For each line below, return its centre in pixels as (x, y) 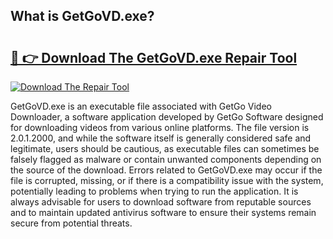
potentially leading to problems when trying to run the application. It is (154, 191)
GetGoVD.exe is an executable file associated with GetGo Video (141, 106)
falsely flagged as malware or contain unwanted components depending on (166, 159)
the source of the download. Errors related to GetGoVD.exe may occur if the (166, 170)
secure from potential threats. (71, 223)
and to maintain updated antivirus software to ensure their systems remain (163, 212)
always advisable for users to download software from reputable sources (161, 202)
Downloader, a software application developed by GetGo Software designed (167, 117)
